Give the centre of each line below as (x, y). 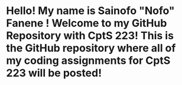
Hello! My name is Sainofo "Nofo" (91, 11)
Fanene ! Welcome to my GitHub (87, 23)
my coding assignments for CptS (88, 61)
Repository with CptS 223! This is (90, 36)
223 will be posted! (54, 73)
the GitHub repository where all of (91, 48)
